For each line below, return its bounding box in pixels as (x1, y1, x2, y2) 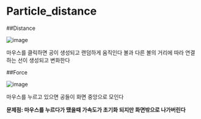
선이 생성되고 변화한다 (17, 56, 70, 63)
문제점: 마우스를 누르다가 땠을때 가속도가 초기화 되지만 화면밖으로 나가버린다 (6, 106, 186, 114)
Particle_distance (6, 4, 97, 18)
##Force (6, 68, 28, 76)
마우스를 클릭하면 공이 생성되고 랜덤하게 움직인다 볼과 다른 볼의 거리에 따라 (6, 49, 185, 56)
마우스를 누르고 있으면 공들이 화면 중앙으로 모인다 (6, 93, 124, 100)
